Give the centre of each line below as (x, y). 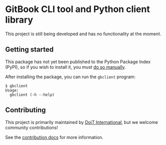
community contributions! (32, 127)
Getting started (29, 49)
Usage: (12, 90)
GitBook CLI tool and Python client (77, 9)
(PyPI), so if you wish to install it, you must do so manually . (65, 67)
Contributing (25, 110)
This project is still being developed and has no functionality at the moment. (83, 34)
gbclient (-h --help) (32, 95)
